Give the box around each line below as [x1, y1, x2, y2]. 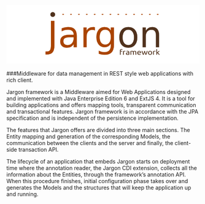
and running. [6, 190, 39, 198]
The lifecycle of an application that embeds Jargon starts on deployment [6, 157, 190, 165]
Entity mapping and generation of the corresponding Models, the [6, 133, 171, 140]
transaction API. [18, 146, 59, 153]
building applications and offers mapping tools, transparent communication [6, 101, 196, 109]
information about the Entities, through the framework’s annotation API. [6, 171, 186, 178]
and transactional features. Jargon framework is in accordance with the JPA [6, 108, 198, 115]
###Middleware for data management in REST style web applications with [6, 69, 193, 77]
